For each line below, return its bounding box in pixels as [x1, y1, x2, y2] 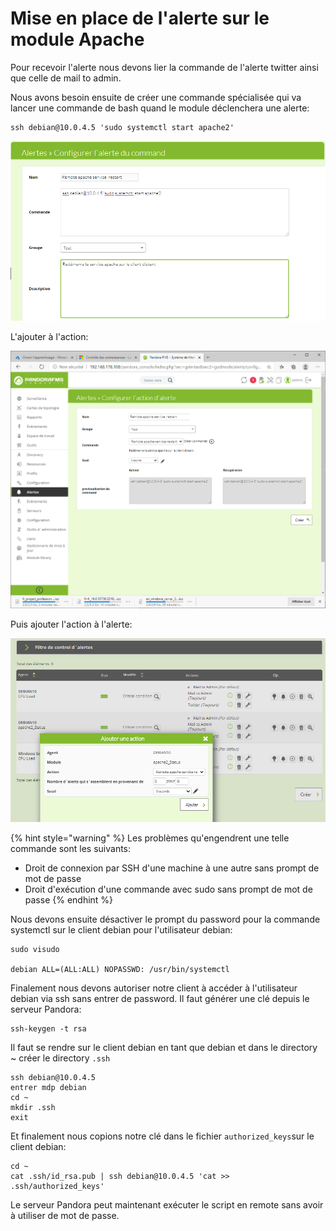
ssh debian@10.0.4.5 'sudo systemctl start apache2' [10, 122, 235, 132]
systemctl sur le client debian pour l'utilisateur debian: [10, 924, 233, 936]
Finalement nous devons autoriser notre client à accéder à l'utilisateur [10, 982, 298, 994]
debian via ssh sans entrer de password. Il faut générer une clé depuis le [10, 993, 310, 1005]
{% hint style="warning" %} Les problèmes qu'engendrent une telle [10, 832, 290, 844]
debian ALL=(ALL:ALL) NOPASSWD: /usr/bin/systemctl [10, 965, 230, 975]
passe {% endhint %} [24, 894, 114, 906]
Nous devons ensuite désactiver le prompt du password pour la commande [10, 913, 321, 926]
